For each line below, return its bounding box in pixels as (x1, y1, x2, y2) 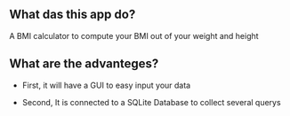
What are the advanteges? (9, 57, 159, 72)
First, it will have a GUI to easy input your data (21, 80, 191, 90)
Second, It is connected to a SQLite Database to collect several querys (21, 97, 282, 107)
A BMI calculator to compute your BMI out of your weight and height (9, 30, 260, 41)
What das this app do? (9, 7, 136, 22)
